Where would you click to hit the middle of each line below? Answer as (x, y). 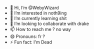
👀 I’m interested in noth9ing (38, 13)
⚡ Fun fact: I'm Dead (31, 42)
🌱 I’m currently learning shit (38, 18)
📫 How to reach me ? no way (40, 29)
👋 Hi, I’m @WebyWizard (34, 8)
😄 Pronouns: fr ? (27, 36)
